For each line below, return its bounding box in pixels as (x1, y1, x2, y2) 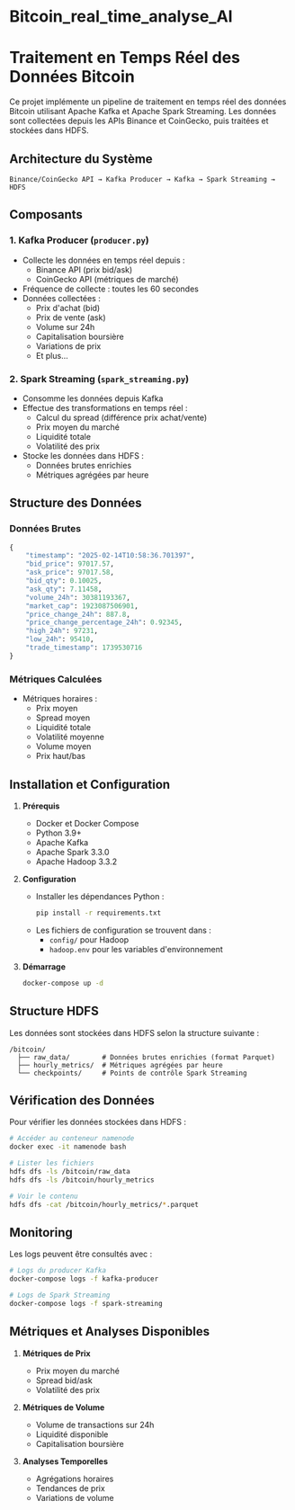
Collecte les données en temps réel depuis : (22, 255, 186, 265)
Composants (9, 207, 84, 222)
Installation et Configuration (9, 776, 171, 792)
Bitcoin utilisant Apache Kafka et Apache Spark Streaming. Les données (9, 106, 277, 117)
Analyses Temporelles (22, 1455, 109, 1467)
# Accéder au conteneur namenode (9, 1134, 135, 1143)
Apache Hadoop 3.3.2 (35, 856, 118, 867)
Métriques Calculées (9, 673, 103, 685)
